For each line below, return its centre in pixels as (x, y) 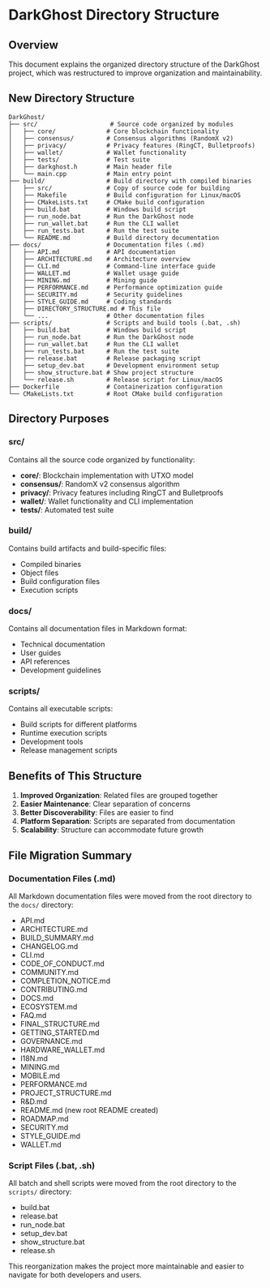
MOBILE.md (40, 1075)
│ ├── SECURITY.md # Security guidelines (96, 294)
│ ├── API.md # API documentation (92, 252)
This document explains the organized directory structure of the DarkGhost (134, 64)
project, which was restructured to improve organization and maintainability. (135, 73)
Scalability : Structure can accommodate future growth (112, 830)
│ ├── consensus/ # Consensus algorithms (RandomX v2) (121, 138)
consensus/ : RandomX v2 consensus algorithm (100, 483)
